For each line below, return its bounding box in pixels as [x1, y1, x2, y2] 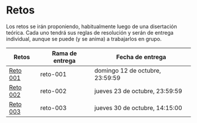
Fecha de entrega [116, 53, 167, 61]
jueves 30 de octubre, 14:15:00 [94, 104, 183, 112]
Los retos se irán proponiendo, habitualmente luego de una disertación [6, 23, 178, 30]
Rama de [52, 49, 77, 57]
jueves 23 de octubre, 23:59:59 [94, 87, 183, 95]
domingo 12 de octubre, [94, 66, 161, 74]
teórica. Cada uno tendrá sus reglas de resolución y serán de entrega [6, 29, 174, 36]
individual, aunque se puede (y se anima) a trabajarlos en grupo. [6, 35, 162, 42]
